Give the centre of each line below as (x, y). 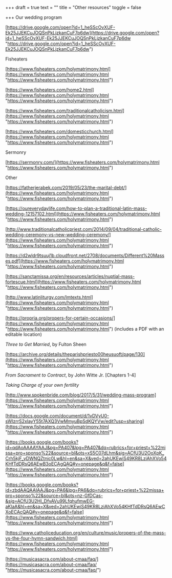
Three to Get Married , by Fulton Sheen (46, 344)
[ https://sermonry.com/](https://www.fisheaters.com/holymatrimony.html (82, 162)
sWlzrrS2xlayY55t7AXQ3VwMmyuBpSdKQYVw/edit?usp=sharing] (75, 421)
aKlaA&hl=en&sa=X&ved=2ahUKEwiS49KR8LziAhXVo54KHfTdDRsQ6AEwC (85, 506)
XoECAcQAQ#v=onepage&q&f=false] (45, 512)
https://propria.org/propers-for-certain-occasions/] (61, 318)
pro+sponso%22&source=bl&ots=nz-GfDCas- (54, 495)
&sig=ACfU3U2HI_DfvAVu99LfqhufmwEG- (50, 501)
